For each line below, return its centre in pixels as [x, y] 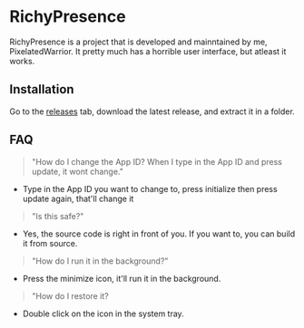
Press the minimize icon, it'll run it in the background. [122, 278]
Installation [42, 89]
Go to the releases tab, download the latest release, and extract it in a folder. [152, 111]
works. [22, 61]
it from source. [50, 243]
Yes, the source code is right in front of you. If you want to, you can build [159, 234]
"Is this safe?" [58, 216]
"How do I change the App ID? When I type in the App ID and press [157, 161]
